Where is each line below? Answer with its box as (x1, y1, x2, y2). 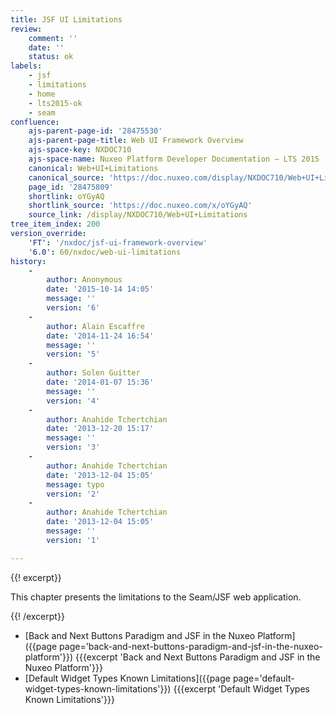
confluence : (10, 117, 60, 127)
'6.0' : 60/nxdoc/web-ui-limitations (28, 247, 182, 257)
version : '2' (46, 489, 101, 499)
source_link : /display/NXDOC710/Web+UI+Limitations (28, 210, 248, 220)
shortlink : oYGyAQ (28, 191, 105, 201)
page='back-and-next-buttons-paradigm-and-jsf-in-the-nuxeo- (59, 640, 323, 652)
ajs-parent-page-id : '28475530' (28, 126, 163, 136)
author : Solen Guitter (46, 368, 141, 378)
